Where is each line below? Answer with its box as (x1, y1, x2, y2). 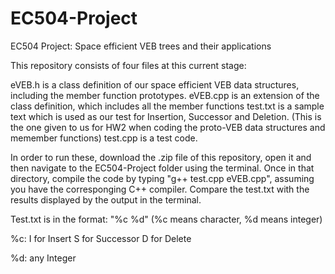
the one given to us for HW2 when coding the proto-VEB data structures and (10, 121, 326, 133)
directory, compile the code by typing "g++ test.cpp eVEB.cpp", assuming (10, 172, 315, 184)
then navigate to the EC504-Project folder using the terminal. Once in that (10, 162, 315, 174)
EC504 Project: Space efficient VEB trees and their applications (10, 40, 272, 52)
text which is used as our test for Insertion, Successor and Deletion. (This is (10, 110, 322, 122)
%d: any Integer (10, 252, 77, 264)
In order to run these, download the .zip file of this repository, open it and (10, 151, 312, 163)
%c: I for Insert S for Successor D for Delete (10, 232, 192, 244)
